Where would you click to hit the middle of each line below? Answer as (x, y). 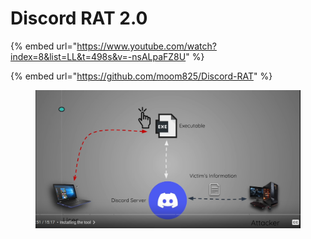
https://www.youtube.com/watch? (146, 46)
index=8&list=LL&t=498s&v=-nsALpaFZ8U (98, 56)
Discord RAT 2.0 (79, 18)
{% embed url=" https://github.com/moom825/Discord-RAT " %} (141, 76)
